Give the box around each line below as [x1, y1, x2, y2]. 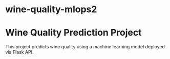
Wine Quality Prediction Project [5, 27, 142, 39]
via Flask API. [5, 49, 34, 55]
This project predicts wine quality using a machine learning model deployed [5, 44, 165, 50]
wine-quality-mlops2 [5, 4, 97, 15]
